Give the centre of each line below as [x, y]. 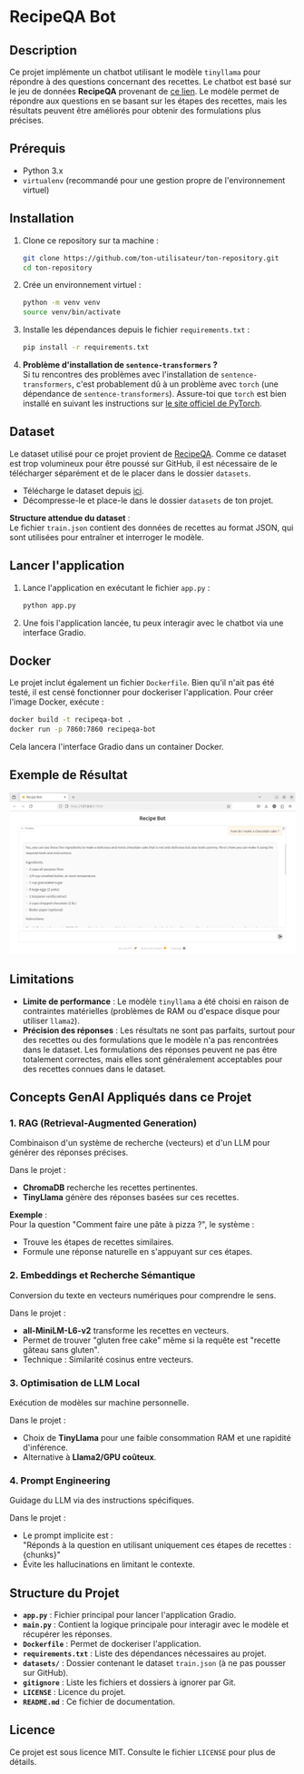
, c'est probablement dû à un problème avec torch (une [175, 384]
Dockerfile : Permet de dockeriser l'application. [112, 1644]
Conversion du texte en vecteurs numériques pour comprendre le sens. [143, 1295]
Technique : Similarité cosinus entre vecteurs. [108, 1359]
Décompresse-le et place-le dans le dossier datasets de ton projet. [148, 500]
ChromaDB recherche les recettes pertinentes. [110, 1188]
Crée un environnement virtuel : [82, 285]
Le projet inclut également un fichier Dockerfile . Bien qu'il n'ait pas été [142, 683]
